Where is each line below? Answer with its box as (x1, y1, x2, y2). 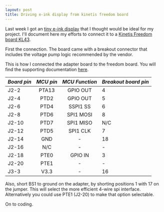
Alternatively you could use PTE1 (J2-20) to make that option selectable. (5, 191, 154, 197)
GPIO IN (70, 151, 89, 158)
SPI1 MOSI (66, 111, 92, 118)
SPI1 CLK (68, 127, 91, 134)
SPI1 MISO (66, 119, 92, 126)
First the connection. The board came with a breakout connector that (5, 46, 147, 52)
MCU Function (62, 78, 97, 85)
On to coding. (5, 201, 33, 207)
